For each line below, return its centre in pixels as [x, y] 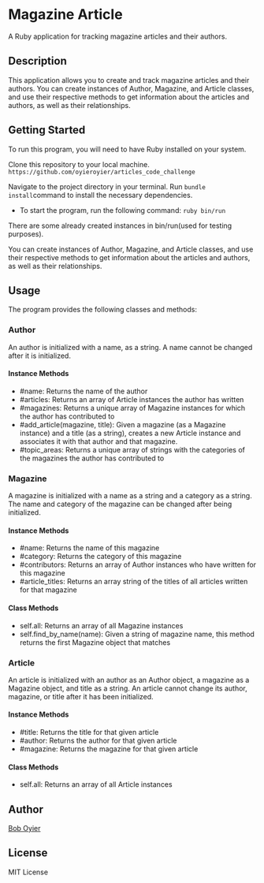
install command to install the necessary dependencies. [100, 195]
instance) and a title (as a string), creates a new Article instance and [130, 433]
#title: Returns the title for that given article [89, 732]
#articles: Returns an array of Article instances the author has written [132, 399]
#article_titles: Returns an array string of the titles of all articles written [134, 582]
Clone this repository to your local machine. [79, 164]
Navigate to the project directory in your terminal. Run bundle [107, 186]
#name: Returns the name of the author [84, 391]
